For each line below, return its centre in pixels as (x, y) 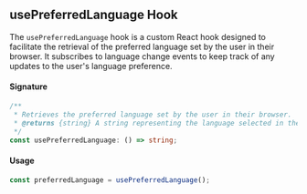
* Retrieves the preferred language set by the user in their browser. (153, 114)
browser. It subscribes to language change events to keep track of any (143, 56)
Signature (29, 87)
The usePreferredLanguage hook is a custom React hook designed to (138, 36)
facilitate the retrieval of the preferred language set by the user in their (142, 46)
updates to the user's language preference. (91, 66)
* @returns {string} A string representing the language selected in (148, 123)
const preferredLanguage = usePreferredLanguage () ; (110, 180)
